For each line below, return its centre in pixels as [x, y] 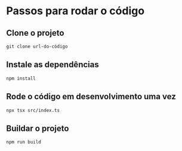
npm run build [24, 142]
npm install [21, 78]
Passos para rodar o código [75, 11]
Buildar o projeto [38, 129]
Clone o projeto [35, 33]
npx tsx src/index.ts [33, 110]
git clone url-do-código [37, 46]
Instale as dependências [53, 65]
